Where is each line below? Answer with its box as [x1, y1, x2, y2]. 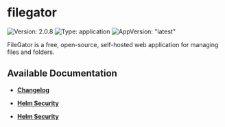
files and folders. [7, 48, 55, 56]
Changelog [16, 85, 50, 94]
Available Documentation [7, 68, 118, 79]
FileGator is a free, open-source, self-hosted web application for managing [7, 40, 219, 48]
